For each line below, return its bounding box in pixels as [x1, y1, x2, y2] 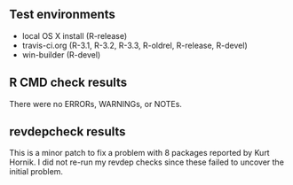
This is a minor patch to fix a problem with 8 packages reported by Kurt [9, 148, 270, 158]
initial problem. [9, 166, 64, 177]
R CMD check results [9, 75, 128, 90]
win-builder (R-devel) [21, 49, 101, 60]
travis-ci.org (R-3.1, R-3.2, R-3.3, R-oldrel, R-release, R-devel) [21, 40, 248, 50]
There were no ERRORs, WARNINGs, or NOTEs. [9, 98, 182, 109]
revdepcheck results [9, 124, 126, 140]
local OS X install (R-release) [21, 30, 128, 41]
